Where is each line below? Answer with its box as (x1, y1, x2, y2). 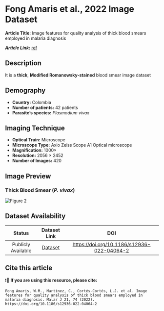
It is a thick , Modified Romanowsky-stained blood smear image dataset (5, 72, 151, 78)
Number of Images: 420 (12, 158, 62, 164)
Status (13, 230, 29, 236)
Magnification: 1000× (12, 147, 57, 153)
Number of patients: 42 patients (12, 104, 78, 110)
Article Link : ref (5, 45, 38, 51)
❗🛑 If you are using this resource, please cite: (5, 277, 98, 283)
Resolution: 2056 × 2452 (12, 153, 63, 158)
